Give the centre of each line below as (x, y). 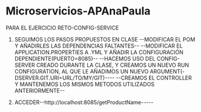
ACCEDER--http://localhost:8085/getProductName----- (84, 102)
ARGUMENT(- (167, 71)
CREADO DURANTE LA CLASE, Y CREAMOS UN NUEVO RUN (112, 65)
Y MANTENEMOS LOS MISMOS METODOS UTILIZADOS (84, 84)
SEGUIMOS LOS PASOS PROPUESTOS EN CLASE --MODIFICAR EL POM (105, 39)
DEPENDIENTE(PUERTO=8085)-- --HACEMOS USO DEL (85, 58)
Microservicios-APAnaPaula (78, 11)
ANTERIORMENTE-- (39, 90)
